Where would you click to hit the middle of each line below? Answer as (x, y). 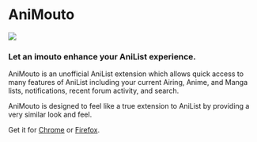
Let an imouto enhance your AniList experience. (102, 56)
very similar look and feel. (50, 115)
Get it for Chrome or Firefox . (54, 130)
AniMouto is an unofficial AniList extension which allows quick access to (126, 74)
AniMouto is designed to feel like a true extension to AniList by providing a (129, 106)
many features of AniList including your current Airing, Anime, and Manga (128, 83)
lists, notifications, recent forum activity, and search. (94, 91)
